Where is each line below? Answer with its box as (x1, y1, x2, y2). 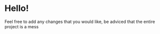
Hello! (4, 3, 29, 14)
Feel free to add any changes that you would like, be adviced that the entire (4, 19, 156, 24)
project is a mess (4, 23, 39, 29)
